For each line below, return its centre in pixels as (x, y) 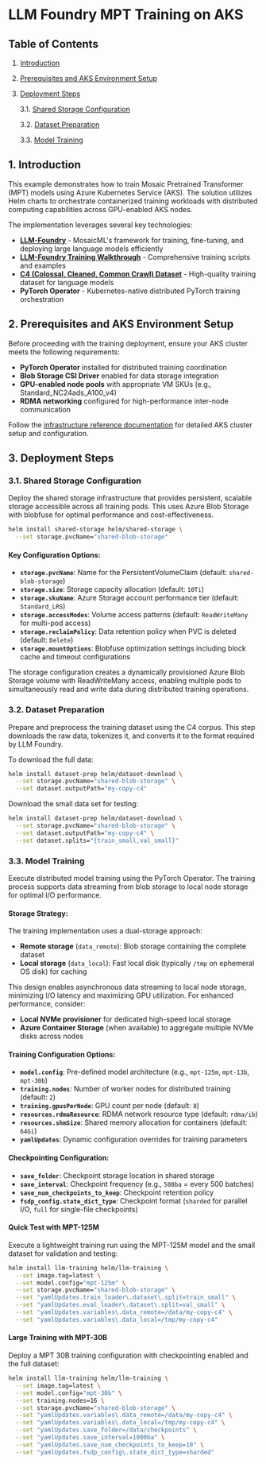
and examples (42, 265)
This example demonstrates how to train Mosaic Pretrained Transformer (126, 183)
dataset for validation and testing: (63, 1253)
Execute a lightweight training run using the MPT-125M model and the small (132, 1245)
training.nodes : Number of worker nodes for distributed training (125, 1089)
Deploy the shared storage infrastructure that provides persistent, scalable (130, 498)
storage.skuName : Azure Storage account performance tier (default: (129, 598)
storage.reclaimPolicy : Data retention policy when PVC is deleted (128, 632)
